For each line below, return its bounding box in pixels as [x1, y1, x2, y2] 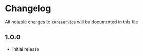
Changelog [5, 3, 51, 14]
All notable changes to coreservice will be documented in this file [5, 19, 138, 25]
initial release [12, 46, 39, 52]
